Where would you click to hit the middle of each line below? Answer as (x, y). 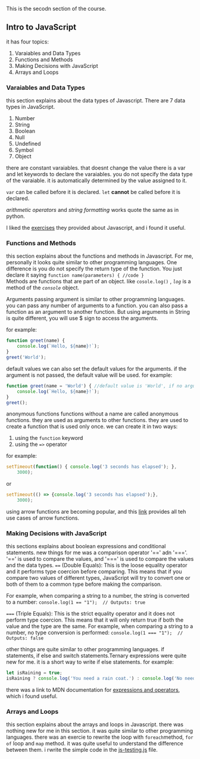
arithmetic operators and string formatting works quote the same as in (93, 210)
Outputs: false (25, 638)
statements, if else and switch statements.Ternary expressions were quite (96, 656)
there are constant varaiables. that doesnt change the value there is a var (96, 168)
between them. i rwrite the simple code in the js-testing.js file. (82, 750)
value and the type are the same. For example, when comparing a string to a (100, 626)
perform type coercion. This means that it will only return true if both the (95, 620)
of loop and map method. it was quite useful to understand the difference (95, 744)
